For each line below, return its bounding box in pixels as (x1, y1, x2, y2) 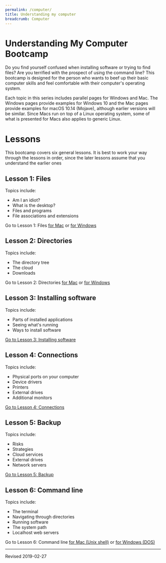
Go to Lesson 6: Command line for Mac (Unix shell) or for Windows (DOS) (5, 539, 155, 545)
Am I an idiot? (12, 197, 41, 203)
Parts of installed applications (12, 317, 73, 322)
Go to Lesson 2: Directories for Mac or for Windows (5, 280, 110, 285)
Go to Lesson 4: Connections (5, 404, 65, 410)
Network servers (12, 462, 47, 468)
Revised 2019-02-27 (5, 554, 47, 560)
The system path (12, 524, 47, 530)
